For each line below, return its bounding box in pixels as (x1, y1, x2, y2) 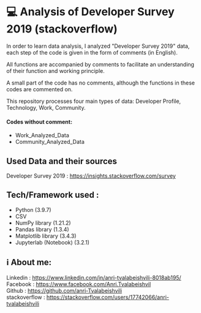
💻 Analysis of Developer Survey (6, 5, 175, 19)
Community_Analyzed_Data (15, 138, 85, 146)
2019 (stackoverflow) (6, 22, 118, 36)
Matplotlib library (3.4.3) (15, 232, 77, 239)
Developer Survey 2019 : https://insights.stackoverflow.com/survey (6, 172, 176, 179)
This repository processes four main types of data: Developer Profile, (6, 97, 181, 105)
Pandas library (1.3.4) (15, 225, 69, 233)
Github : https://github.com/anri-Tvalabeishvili (6, 287, 123, 294)
